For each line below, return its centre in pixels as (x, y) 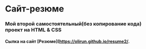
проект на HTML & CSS (33, 30)
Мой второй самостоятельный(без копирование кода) (73, 24)
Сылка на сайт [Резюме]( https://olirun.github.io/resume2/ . (67, 41)
